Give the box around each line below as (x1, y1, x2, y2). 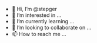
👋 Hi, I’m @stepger (11, 6, 58, 12)
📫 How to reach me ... (11, 31, 66, 37)
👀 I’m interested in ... (11, 12, 62, 19)
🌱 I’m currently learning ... (11, 18, 75, 24)
